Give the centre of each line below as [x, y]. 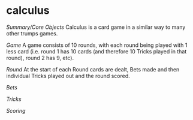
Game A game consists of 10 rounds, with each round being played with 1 [97, 45]
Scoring [16, 110]
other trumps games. [32, 33]
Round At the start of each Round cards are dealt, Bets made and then [93, 69]
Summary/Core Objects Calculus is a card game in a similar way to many [96, 27]
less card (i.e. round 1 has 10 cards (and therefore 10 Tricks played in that [96, 51]
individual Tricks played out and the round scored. [68, 76]
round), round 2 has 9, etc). [40, 58]
